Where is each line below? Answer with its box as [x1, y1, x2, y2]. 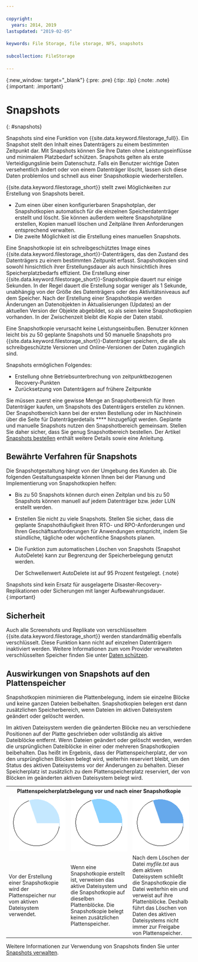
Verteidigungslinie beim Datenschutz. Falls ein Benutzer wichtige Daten [6, 160, 180, 167]
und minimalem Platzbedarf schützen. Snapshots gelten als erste [6, 153, 164, 160]
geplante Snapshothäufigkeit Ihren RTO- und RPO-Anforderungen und [14, 522, 186, 529]
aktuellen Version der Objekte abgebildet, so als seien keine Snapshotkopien [6, 307, 192, 314]
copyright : [6, 15, 33, 22]
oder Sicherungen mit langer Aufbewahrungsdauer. [40, 587, 165, 594]
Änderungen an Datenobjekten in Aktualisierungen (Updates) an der [6, 300, 171, 307]
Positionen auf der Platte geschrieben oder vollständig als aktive [6, 730, 163, 737]
